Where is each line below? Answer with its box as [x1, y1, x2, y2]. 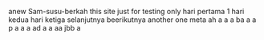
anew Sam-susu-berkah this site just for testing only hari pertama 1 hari [8, 7, 245, 16]
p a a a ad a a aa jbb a [8, 24, 81, 32]
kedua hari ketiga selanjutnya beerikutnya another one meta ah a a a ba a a [8, 15, 257, 24]
